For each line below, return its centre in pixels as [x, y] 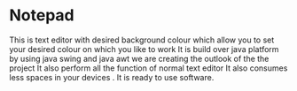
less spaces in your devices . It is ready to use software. [112, 77]
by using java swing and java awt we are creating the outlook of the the [139, 58]
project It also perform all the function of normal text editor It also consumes [148, 68]
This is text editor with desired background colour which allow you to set [142, 40]
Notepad [42, 15]
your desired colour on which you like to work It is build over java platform [144, 49]
